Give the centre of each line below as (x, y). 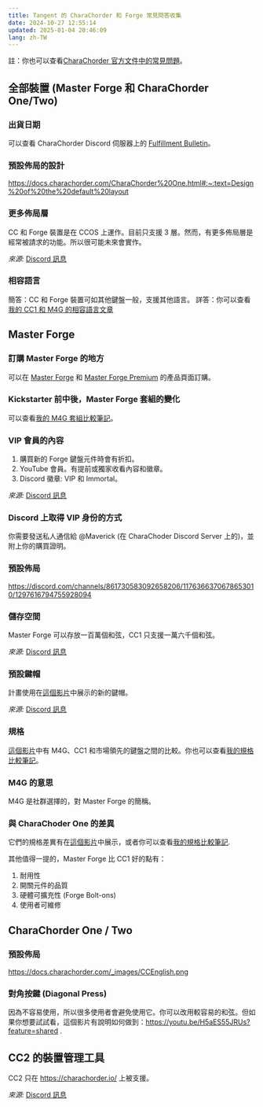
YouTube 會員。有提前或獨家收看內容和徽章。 (93, 469)
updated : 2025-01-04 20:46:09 (58, 30)
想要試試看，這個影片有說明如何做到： (84, 1022)
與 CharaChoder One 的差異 (62, 823)
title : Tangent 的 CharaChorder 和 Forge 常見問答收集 (95, 15)
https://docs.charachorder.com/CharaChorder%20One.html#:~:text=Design (131, 183)
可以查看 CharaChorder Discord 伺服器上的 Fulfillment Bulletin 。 (111, 143)
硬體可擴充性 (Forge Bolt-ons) (68, 895)
